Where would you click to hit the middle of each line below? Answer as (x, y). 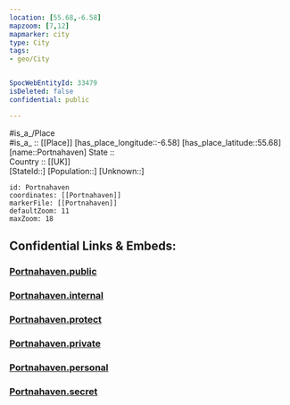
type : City (29, 42)
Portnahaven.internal (57, 295)
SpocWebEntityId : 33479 (54, 83)
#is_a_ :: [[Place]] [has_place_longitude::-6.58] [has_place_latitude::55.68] (145, 142)
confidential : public (50, 99)
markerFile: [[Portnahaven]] (63, 203)
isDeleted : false (41, 91)
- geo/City (29, 59)
